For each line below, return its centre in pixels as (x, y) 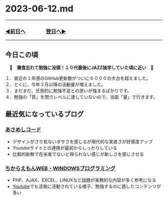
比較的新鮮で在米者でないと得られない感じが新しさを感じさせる (78, 154)
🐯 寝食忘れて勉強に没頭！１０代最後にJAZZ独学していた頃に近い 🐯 (82, 67)
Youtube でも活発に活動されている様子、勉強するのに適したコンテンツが (87, 186)
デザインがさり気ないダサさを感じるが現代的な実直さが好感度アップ (82, 141)
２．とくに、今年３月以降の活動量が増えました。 (55, 84)
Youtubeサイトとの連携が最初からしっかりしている (65, 147)
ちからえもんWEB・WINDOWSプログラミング (60, 168)
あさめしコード (23, 129)
